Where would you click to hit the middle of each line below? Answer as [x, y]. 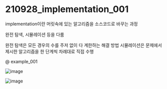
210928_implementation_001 [67, 9]
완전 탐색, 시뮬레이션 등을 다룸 [35, 34]
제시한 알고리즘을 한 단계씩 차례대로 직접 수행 [50, 51]
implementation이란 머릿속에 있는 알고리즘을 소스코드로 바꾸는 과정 [72, 24]
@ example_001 [21, 61]
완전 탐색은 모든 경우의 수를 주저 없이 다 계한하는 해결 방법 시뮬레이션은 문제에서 [84, 45]
